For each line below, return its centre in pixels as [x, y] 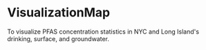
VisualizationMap [59, 13]
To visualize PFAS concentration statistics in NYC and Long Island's [103, 32]
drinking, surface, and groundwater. [58, 38]
